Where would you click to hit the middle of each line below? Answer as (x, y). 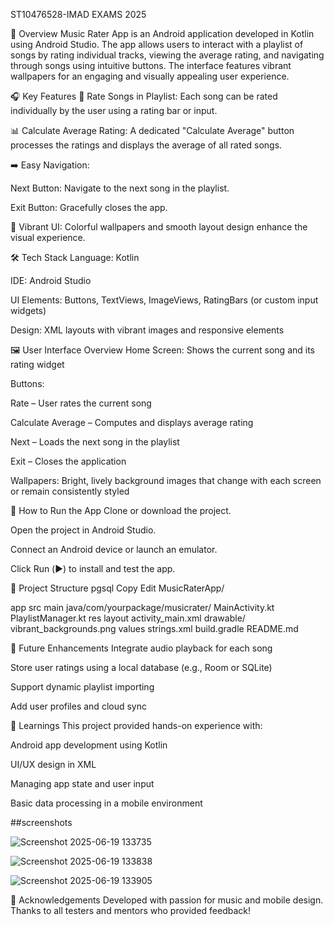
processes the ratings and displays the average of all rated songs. (146, 145)
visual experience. (48, 237)
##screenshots (41, 822)
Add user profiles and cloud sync (78, 706)
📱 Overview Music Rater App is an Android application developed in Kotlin (162, 33)
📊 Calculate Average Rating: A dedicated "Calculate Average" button (152, 130)
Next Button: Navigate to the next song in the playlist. (120, 188)
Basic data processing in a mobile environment (106, 803)
